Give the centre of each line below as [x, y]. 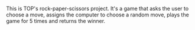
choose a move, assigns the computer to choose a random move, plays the [97, 15]
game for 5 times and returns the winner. [56, 21]
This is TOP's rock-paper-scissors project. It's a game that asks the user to [97, 9]
